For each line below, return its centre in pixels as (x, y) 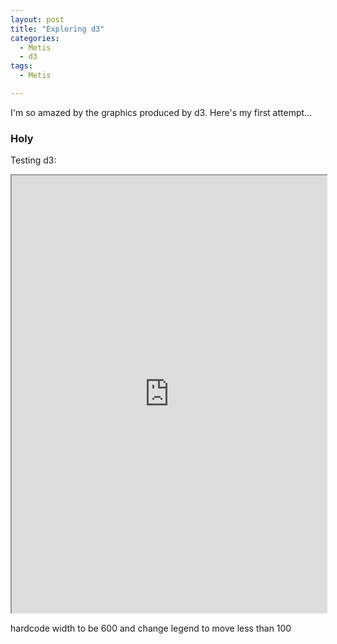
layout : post (37, 19)
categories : (35, 38)
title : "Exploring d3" (57, 29)
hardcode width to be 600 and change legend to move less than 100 (151, 628)
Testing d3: (33, 160)
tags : (21, 66)
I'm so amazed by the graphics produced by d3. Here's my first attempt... (161, 112)
